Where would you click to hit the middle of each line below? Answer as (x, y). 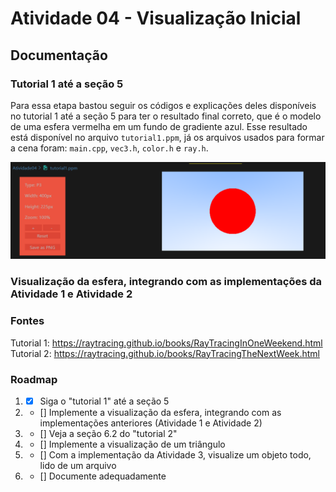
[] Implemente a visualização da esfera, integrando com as (160, 412)
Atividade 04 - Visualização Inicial (156, 18)
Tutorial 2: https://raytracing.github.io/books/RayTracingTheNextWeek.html (165, 353)
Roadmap (34, 379)
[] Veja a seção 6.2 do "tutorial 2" (108, 433)
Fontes (27, 321)
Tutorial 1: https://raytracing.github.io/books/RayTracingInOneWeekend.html (166, 343)
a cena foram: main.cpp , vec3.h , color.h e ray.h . (109, 148)
